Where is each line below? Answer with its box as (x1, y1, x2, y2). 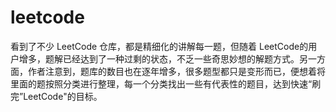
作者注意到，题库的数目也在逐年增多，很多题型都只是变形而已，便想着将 (27, 65, 326, 77)
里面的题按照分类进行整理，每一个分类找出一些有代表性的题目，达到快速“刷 (10, 77, 322, 90)
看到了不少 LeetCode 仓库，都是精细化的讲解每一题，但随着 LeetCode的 (10, 40, 309, 52)
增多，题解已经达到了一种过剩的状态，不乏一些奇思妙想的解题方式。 (18, 52, 300, 65)
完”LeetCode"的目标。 (10, 90, 103, 102)
